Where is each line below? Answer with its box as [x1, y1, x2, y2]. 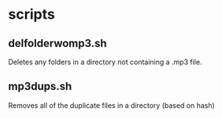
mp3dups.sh [8, 80, 72, 93]
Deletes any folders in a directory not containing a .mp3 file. [8, 57, 202, 66]
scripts [8, 5, 55, 23]
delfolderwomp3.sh [8, 37, 108, 50]
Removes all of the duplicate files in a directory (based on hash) [8, 100, 215, 110]
